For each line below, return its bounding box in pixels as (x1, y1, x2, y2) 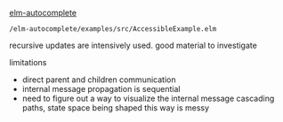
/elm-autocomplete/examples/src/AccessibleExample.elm (9, 25, 217, 34)
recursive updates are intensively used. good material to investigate (9, 40, 258, 50)
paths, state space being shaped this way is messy (21, 103, 210, 113)
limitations (9, 57, 47, 67)
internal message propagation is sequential (21, 84, 181, 94)
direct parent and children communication (21, 74, 176, 85)
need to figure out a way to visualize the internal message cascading (21, 93, 275, 103)
